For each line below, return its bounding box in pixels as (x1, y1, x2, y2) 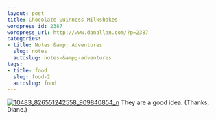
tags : (7, 61, 23, 67)
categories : (7, 35, 41, 42)
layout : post (7, 10, 45, 17)
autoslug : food (13, 80, 57, 87)
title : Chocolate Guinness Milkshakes (7, 16, 118, 23)
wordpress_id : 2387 (7, 22, 63, 29)
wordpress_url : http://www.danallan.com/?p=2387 (7, 29, 149, 36)
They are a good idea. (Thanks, (121, 98, 209, 106)
